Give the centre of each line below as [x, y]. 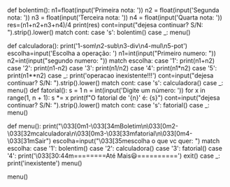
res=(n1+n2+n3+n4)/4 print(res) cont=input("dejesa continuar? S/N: [105, 25]
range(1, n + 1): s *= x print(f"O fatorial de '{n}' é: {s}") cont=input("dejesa [114, 98]
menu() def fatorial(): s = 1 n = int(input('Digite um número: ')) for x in [107, 90]
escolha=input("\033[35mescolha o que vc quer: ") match [136, 141]
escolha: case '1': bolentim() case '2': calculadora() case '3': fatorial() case [115, 148]
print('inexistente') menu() [45, 163]
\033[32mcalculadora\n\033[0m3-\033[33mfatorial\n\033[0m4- [100, 133]
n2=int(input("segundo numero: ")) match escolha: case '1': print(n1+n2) [111, 61]
